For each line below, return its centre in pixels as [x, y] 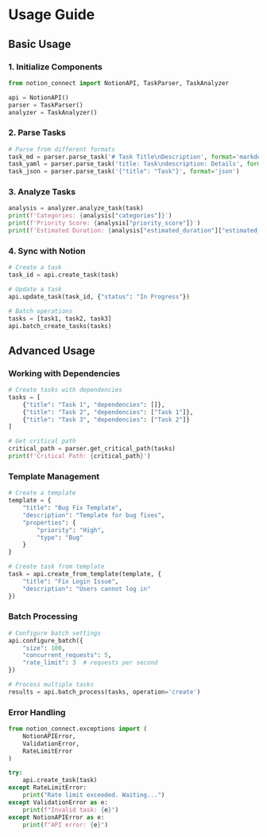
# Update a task [35, 289]
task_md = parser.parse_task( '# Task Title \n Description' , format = [122, 157]
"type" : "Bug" [60, 538]
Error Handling [37, 712]
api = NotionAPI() [39, 97]
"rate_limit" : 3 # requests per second [90, 663]
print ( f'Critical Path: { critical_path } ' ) [79, 456]
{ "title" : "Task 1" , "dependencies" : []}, [94, 405]
